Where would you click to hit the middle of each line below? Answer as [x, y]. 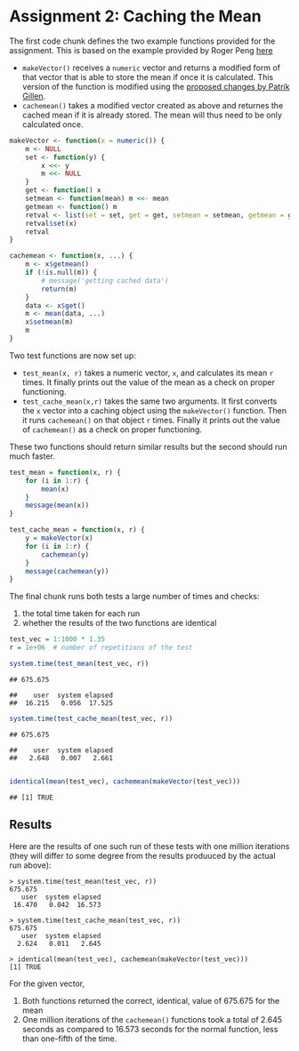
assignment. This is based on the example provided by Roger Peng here [141, 50]
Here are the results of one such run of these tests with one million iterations [149, 846]
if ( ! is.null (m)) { [61, 273]
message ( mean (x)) [57, 505]
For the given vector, [47, 983]
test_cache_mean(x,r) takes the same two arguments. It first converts [149, 401]
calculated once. [53, 124]
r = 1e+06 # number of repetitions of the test [101, 648]
